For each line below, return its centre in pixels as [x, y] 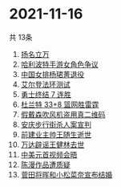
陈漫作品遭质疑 [45, 165]
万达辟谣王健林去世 [52, 144]
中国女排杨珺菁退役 [52, 74]
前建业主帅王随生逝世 [56, 134]
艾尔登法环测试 [45, 84]
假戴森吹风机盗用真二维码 [63, 114]
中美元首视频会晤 [49, 154]
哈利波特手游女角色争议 [59, 64]
